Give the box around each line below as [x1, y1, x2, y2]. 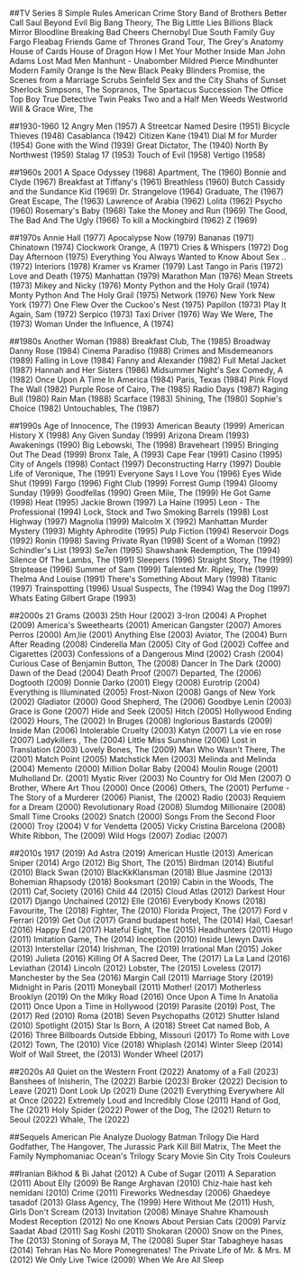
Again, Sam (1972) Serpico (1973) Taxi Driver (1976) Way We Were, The [9, 309, 273, 319]
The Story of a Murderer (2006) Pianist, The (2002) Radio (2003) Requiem [9, 792, 286, 803]
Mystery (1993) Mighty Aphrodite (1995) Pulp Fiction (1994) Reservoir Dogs [9, 526, 289, 536]
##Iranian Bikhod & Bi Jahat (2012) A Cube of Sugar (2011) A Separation [9, 1169, 277, 1178]
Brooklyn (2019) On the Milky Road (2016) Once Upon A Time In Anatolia [9, 991, 279, 1002]
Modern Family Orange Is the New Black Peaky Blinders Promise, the [9, 65, 266, 76]
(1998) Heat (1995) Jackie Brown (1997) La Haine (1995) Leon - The [9, 497, 261, 507]
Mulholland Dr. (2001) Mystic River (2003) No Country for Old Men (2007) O [9, 773, 291, 783]
